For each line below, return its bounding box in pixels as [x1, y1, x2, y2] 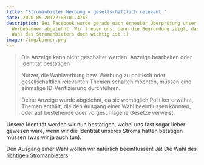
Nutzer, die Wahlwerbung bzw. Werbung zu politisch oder [21, 72, 166, 79]
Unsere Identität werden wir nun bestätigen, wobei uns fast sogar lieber [6, 121, 186, 128]
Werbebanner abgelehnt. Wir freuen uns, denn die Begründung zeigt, [12, 25, 189, 32]
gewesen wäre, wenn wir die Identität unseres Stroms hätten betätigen [6, 128, 183, 134]
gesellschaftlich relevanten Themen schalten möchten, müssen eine [21, 78, 192, 85]
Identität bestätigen [21, 60, 70, 67]
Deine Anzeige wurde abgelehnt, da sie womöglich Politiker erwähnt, [21, 96, 194, 103]
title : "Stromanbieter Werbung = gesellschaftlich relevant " [6, 8, 167, 15]
